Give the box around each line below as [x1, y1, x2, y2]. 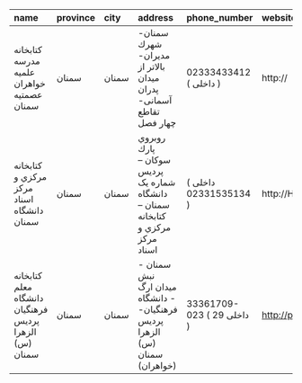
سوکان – [138, 154, 171, 165]
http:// [262, 72, 288, 84]
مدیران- [138, 49, 171, 61]
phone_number [186, 12, 253, 23]
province [57, 12, 96, 23]
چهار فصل [138, 117, 177, 129]
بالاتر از [138, 60, 165, 73]
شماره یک [138, 176, 176, 188]
